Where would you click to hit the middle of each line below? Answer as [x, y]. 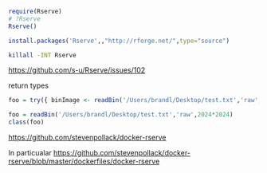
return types [29, 86]
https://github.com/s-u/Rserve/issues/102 [77, 70]
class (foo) [26, 122]
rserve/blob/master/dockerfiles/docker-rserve [84, 161]
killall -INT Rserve [43, 55]
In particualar [30, 153]
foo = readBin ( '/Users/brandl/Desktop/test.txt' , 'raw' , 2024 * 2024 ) [121, 115]
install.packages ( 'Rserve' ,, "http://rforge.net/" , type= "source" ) [119, 41]
